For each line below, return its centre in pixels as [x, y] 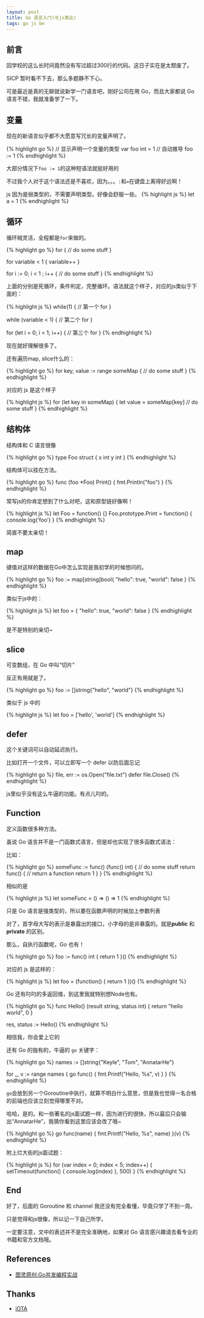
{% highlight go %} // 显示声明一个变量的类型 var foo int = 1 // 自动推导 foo [100, 149]
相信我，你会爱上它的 [33, 1037]
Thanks [21, 1294]
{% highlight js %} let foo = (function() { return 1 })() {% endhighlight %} [97, 981]
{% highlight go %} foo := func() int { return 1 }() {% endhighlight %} [92, 956]
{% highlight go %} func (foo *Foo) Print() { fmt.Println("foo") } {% [90, 482]
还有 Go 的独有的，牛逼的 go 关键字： [53, 1050]
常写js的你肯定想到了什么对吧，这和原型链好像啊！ [70, 501]
